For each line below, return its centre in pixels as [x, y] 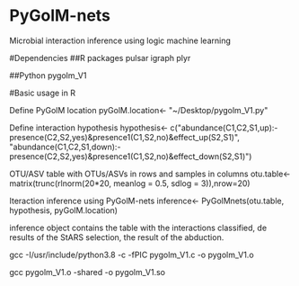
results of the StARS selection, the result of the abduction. [117, 237]
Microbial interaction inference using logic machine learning [120, 40]
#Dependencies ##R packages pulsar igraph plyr [100, 58]
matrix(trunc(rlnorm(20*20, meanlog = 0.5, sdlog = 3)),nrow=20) [130, 183]
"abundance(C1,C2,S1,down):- [65, 147]
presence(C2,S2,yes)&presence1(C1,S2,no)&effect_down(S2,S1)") [131, 156]
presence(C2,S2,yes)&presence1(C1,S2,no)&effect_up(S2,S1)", [125, 137]
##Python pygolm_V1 [48, 75]
